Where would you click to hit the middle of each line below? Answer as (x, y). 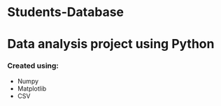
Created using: (33, 66)
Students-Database (66, 12)
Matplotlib (32, 89)
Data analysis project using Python (111, 44)
